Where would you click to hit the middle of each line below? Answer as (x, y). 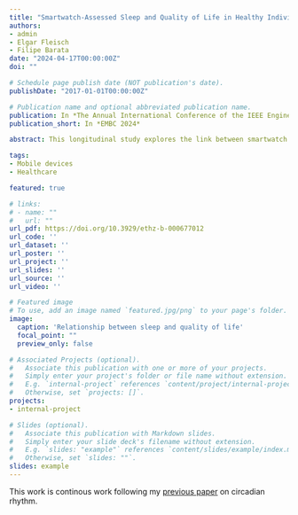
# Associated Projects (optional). (75, 360)
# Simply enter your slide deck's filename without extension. (132, 441)
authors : (25, 26)
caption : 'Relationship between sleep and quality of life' (130, 327)
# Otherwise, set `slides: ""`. (73, 458)
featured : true (37, 188)
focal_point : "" (47, 335)
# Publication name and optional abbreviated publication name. (130, 107)
